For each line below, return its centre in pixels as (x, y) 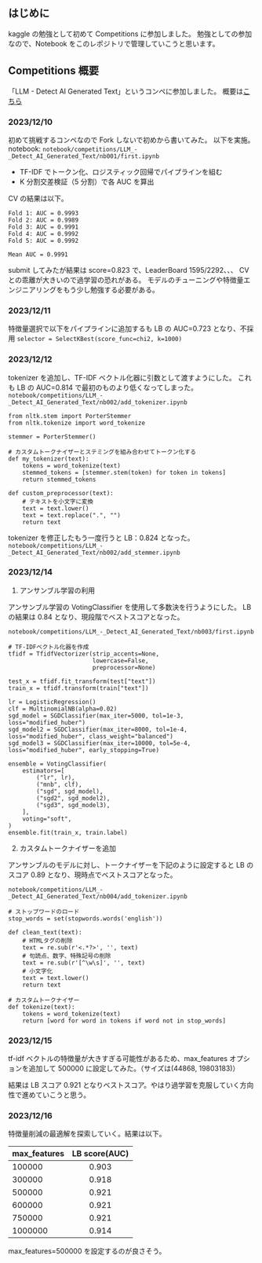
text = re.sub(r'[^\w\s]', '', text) (84, 963)
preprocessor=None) (124, 667)
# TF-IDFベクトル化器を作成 (49, 647)
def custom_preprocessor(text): (61, 493)
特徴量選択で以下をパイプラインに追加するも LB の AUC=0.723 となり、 (124, 329)
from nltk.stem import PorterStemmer (70, 416)
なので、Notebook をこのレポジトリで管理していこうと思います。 (114, 43)
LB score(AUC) (100, 1154)
